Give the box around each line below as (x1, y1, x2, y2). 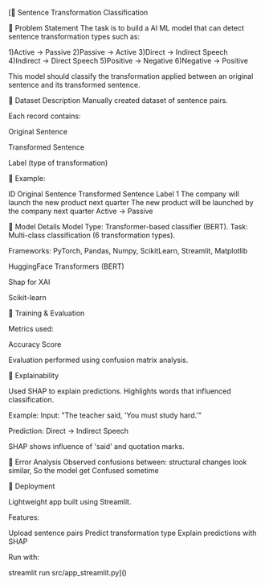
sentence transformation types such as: (8, 32, 141, 41)
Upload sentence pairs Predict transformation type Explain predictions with (8, 528, 257, 538)
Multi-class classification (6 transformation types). (8, 230, 175, 240)
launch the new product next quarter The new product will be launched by (8, 198, 255, 207)
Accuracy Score (8, 340, 62, 349)
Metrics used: (8, 324, 54, 333)
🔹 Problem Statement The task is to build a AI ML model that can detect (8, 23, 245, 32)
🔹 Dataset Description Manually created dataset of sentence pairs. (8, 96, 229, 105)
